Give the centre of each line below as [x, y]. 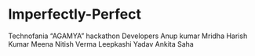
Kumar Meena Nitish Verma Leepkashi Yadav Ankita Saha [101, 44]
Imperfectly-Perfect [75, 14]
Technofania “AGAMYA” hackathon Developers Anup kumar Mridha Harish [128, 36]
